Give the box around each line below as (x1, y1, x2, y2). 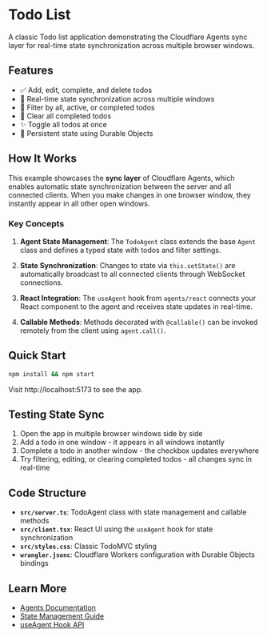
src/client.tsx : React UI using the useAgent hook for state (19, 524, 213, 534)
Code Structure (8, 486, 86, 499)
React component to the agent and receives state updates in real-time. (19, 302, 253, 311)
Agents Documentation (19, 603, 96, 612)
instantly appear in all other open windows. (8, 198, 150, 208)
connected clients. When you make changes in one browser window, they (8, 190, 252, 199)
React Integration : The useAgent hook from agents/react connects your (19, 293, 257, 302)
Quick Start (8, 349, 66, 363)
